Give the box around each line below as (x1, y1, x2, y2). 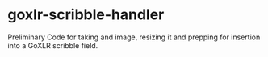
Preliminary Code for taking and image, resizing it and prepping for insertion (7, 32, 261, 42)
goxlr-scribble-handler (7, 6, 165, 24)
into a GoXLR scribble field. (7, 40, 98, 50)
